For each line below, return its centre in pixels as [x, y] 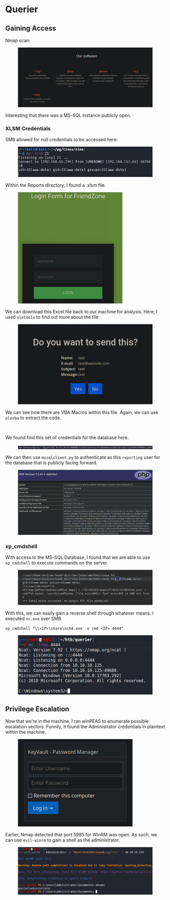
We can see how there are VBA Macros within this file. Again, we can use [82, 413]
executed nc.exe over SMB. [34, 619]
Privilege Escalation [37, 709]
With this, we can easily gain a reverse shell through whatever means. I [79, 613]
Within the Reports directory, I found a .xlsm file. [56, 185]
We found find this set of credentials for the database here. [67, 438]
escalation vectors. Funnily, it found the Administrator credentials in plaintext [85, 727]
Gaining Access [31, 28]
